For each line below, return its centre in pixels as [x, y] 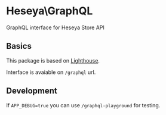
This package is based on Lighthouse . [53, 60]
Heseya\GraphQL [50, 11]
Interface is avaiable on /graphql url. [51, 72]
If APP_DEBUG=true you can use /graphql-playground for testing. [83, 105]
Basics [19, 46]
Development [32, 91]
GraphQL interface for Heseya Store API [55, 27]
